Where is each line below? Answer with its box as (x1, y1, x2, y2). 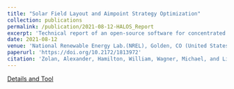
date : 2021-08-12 (7, 36, 58, 43)
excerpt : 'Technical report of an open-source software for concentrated (7, 29, 226, 37)
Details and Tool (7, 74, 54, 83)
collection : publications (7, 17, 82, 24)
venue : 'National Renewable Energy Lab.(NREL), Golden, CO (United (7, 42, 208, 49)
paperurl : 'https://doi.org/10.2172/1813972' (7, 49, 141, 56)
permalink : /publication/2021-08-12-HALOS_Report (7, 23, 155, 30)
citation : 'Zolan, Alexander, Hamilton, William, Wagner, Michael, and (7, 56, 219, 63)
